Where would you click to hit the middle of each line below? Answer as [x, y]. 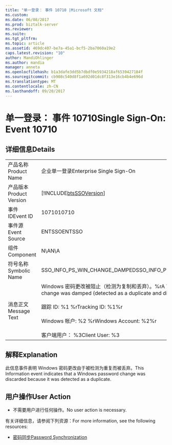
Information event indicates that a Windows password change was [76, 374]
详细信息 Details [30, 149]
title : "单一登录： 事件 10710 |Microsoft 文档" [55, 10]
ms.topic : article [25, 44]
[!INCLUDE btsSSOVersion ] [73, 193]
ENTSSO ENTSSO [62, 231]
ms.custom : [17, 15]
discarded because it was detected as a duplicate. [58, 379]
